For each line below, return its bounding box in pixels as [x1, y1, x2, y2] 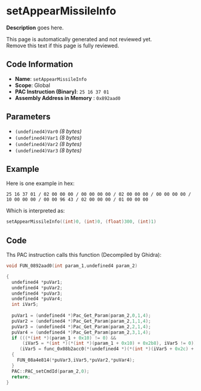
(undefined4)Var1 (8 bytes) [14, 134, 82, 141]
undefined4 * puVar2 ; [11, 284, 63, 291]
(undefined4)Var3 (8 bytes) [14, 147, 82, 154]
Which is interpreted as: [6, 207, 65, 214]
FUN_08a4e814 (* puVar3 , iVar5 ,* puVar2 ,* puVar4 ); [17, 357, 135, 363]
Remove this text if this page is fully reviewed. [6, 42, 120, 49]
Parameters [6, 112, 51, 122]
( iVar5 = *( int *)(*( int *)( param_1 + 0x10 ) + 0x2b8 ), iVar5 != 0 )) [22, 340, 197, 347]
